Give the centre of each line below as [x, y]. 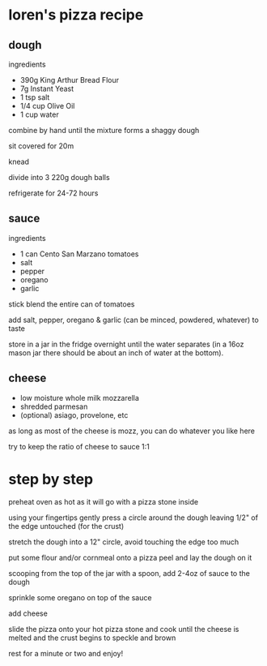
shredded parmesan [54, 406]
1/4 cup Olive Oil [47, 106]
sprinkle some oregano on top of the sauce [80, 597]
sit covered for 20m [41, 146]
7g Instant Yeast [47, 88]
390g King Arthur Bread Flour [70, 80]
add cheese [28, 613]
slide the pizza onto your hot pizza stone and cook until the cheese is [124, 629]
